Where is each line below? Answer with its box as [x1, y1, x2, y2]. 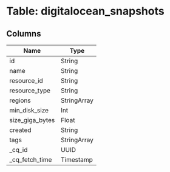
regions [9, 96, 32, 105]
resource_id [9, 77, 44, 84]
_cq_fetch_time [9, 156, 52, 163]
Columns [6, 29, 41, 39]
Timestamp [60, 156, 93, 163]
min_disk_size [9, 106, 49, 114]
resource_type [9, 86, 50, 95]
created [9, 126, 32, 134]
